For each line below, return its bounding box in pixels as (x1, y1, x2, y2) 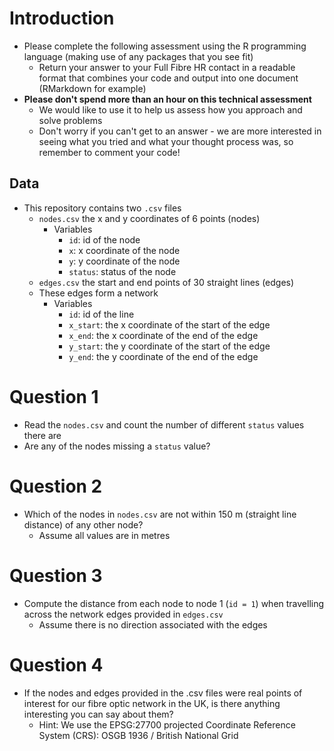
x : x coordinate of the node (68, 244, 181, 256)
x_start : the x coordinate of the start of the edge (68, 318, 271, 331)
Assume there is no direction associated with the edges (38, 618, 268, 631)
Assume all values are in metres (38, 529, 171, 541)
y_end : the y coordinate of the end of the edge (68, 350, 259, 362)
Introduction (9, 7, 115, 30)
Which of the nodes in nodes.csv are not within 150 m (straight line (23, 508, 297, 520)
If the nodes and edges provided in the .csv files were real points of (23, 687, 303, 699)
